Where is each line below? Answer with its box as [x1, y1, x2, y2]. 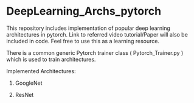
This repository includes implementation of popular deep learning [6, 24, 170, 32]
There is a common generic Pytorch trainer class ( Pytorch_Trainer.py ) [6, 49, 184, 56]
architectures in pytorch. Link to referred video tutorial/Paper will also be [6, 30, 189, 38]
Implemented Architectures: [6, 67, 76, 74]
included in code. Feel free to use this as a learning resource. [6, 37, 160, 44]
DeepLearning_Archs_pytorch [6, 4, 162, 18]
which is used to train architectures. [6, 55, 96, 63]
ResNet [15, 91, 34, 98]
